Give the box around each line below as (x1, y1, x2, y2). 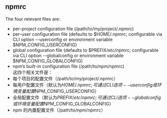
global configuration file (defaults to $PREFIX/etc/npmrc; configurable (12, 47, 159, 53)
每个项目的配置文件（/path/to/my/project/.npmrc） (12, 75, 118, 81)
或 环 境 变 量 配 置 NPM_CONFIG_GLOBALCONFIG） (12, 100, 114, 106)
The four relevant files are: (5, 16, 61, 22)
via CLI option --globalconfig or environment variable (12, 52, 124, 58)
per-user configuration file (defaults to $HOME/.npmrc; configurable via (12, 31, 162, 37)
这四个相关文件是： (12, 69, 53, 75)
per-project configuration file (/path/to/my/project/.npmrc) (12, 26, 134, 32)
